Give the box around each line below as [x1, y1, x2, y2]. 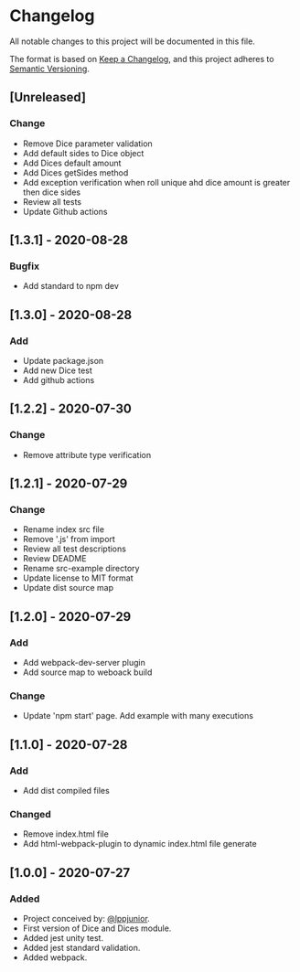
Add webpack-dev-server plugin [22, 657, 146, 668]
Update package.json [22, 356, 104, 366]
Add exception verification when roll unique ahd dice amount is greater [22, 176, 291, 187]
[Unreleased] [9, 90, 87, 105]
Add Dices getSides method [22, 166, 129, 178]
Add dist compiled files [22, 785, 110, 796]
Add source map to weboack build [22, 667, 153, 678]
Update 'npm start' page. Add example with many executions [22, 710, 254, 721]
